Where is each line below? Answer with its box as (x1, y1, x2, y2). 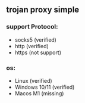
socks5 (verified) (14, 36, 56, 43)
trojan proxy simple (6, 5, 80, 15)
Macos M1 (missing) (14, 89, 64, 97)
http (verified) (14, 42, 49, 49)
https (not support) (14, 49, 61, 56)
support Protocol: (6, 23, 58, 31)
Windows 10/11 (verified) (14, 83, 75, 90)
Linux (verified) (14, 77, 52, 84)
